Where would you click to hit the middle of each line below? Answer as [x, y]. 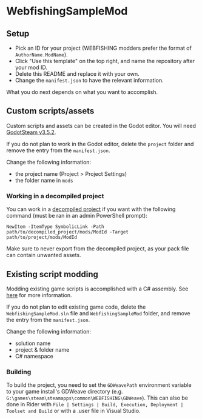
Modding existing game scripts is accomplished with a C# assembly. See [97, 289]
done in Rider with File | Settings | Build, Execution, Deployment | [95, 404]
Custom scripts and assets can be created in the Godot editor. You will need [101, 126]
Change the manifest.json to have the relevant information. [89, 80]
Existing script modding [52, 274]
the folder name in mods [44, 180]
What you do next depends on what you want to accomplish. [82, 92]
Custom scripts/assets [50, 111]
